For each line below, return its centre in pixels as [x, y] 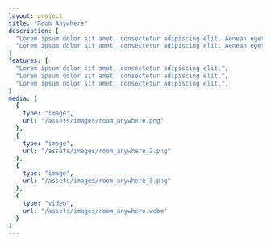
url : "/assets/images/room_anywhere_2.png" [97, 151]
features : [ [28, 61]
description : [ [34, 31]
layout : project [35, 16]
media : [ [23, 98]
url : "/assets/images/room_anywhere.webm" [95, 211]
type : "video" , [48, 203]
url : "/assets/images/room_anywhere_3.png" [97, 181]
